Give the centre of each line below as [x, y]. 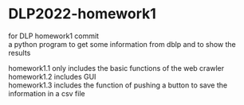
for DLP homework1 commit [54, 36]
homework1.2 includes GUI [52, 76]
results [20, 52]
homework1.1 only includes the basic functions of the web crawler [116, 68]
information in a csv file [47, 93]
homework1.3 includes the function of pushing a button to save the [118, 85]
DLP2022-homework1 [83, 14]
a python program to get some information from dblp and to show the [122, 44]
